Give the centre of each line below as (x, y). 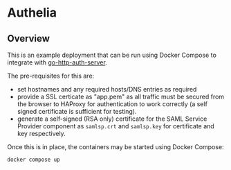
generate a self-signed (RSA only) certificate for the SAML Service (112, 119)
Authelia (32, 13)
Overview (29, 39)
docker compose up (34, 160)
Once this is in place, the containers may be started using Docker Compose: (115, 147)
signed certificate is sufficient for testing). (77, 111)
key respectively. (41, 134)
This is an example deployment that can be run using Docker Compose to (112, 55)
